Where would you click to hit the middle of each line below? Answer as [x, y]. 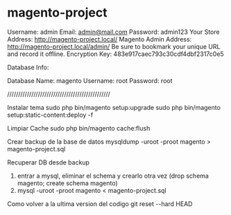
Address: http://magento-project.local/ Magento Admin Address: [100, 39]
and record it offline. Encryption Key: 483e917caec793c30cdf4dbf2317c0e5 [115, 54]
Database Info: [28, 67]
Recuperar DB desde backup [49, 162]
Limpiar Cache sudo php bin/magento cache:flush [79, 128]
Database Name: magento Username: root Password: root [90, 80]
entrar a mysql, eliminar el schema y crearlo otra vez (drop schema [113, 176]
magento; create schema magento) [67, 183]
